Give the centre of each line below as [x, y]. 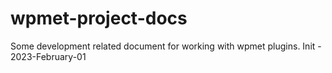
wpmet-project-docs [99, 18]
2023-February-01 [48, 56]
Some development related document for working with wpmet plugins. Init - [166, 46]
